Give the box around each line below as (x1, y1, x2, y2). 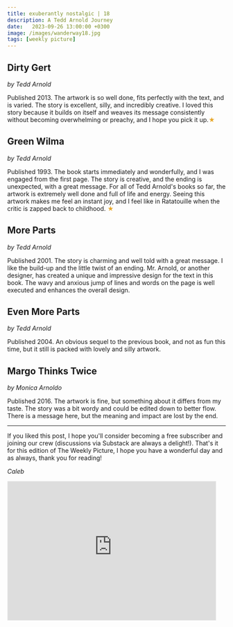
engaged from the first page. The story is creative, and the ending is (7, 175, 202, 183)
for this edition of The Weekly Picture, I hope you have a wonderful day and (7, 447, 223, 455)
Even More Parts (7, 306, 80, 318)
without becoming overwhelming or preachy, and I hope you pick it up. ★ (7, 115, 216, 123)
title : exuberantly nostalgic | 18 (7, 10, 110, 17)
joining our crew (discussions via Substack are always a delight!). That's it (7, 439, 218, 447)
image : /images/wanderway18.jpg (7, 29, 101, 37)
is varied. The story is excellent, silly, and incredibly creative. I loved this (7, 101, 214, 109)
